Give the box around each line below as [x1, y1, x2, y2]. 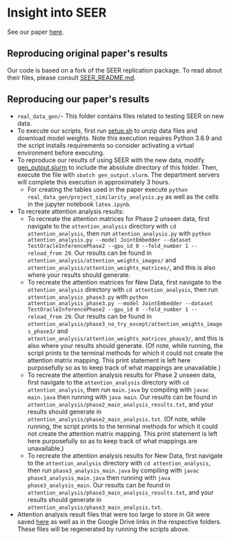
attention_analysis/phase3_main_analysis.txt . [27, 503, 163, 511]
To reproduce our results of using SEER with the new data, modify [17, 155, 205, 164]
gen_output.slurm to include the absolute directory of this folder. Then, [17, 163, 219, 171]
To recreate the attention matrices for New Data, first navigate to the [27, 278, 222, 286]
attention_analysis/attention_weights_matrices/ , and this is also [27, 263, 216, 271]
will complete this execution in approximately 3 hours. [17, 177, 170, 186]
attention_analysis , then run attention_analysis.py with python [27, 229, 212, 238]
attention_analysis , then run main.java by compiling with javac [27, 385, 209, 394]
